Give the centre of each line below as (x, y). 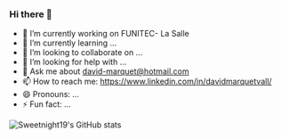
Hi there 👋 (31, 14)
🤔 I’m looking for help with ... (74, 62)
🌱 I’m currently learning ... (69, 43)
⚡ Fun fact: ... (46, 104)
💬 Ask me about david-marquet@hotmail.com (105, 71)
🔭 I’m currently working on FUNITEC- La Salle (105, 34)
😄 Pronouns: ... (51, 94)
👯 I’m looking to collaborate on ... (82, 53)
